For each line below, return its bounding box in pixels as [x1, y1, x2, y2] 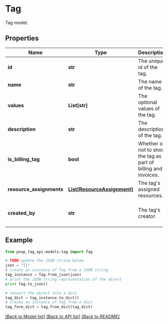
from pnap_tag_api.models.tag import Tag [5, 249, 93, 254]
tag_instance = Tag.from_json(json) [5, 272, 81, 277]
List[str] [68, 102, 88, 109]
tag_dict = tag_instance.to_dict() [5, 295, 79, 300]
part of [138, 159, 154, 166]
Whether [138, 140, 158, 147]
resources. [138, 192, 163, 199]
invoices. [138, 171, 159, 178]
